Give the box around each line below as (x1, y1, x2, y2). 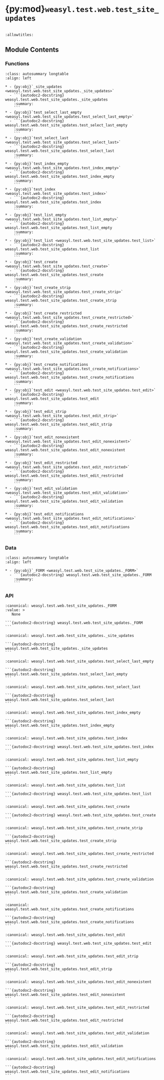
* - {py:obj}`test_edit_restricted (5, 460, 78, 465)
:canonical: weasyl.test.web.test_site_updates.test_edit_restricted (5, 1005, 150, 1010)
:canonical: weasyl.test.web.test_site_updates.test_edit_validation (5, 1031, 150, 1036)
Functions (5, 60, 29, 67)
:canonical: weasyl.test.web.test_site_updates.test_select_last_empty (5, 659, 154, 664)
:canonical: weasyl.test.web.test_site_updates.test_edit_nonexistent (5, 979, 152, 985)
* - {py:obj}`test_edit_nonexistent (5, 435, 80, 440)
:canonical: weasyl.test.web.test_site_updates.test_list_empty (5, 757, 139, 762)
